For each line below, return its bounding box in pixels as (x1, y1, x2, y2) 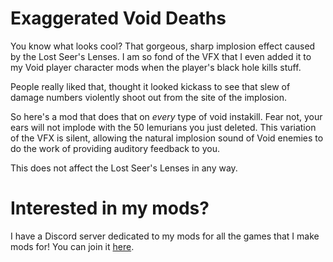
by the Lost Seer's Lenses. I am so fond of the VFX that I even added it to (10, 50, 312, 62)
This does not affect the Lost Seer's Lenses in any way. (10, 162, 238, 174)
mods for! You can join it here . (10, 240, 135, 252)
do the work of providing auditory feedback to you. (10, 142, 221, 154)
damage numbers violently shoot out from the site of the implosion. (10, 91, 287, 103)
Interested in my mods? (10, 197, 210, 220)
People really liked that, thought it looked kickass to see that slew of (10, 80, 291, 92)
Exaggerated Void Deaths (10, 7, 227, 30)
